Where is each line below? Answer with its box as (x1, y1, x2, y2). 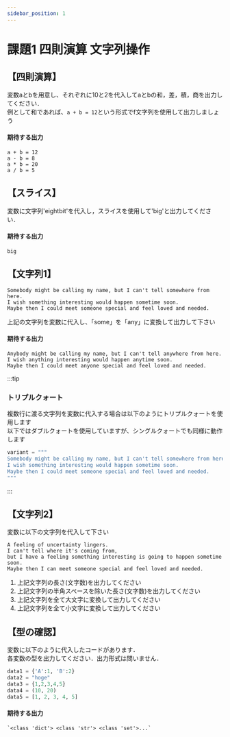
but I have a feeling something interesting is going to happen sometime (7, 553, 222, 561)
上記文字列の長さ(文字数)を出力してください (16, 579, 142, 587)
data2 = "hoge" (7, 675, 51, 681)
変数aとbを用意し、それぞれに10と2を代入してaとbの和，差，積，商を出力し (7, 90, 223, 99)
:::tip (7, 374, 20, 383)
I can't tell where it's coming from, (7, 548, 118, 555)
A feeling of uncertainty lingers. (7, 542, 109, 548)
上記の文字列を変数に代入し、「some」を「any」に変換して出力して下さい (7, 317, 216, 326)
